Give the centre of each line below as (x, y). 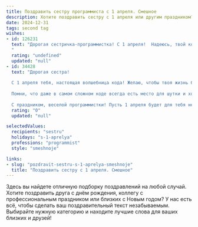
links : (14, 159)
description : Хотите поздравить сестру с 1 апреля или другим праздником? (100, 17)
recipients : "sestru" (38, 132)
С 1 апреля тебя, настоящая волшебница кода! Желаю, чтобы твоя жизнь (100, 83)
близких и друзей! (29, 218)
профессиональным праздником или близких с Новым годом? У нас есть (99, 199)
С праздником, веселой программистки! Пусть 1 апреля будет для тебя (98, 105)
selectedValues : (26, 126)
